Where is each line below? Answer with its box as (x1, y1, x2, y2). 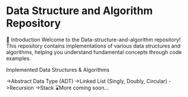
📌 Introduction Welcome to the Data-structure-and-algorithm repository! (6, 36, 181, 43)
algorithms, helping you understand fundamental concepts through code (6, 48, 182, 55)
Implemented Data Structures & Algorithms (6, 66, 110, 73)
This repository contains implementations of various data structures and (6, 42, 181, 49)
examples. (6, 55, 31, 62)
